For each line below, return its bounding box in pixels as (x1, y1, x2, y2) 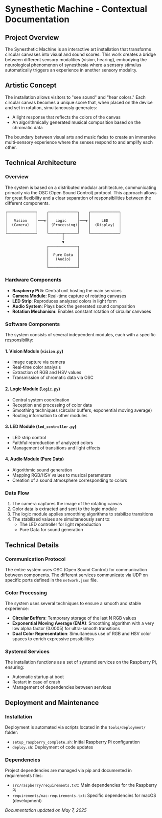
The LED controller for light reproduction (19, 521, 101, 527)
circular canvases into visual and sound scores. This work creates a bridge (5, 51, 156, 57)
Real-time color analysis (12, 364, 61, 370)
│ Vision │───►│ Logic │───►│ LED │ (5, 218, 121, 223)
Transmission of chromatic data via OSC (12, 374, 94, 380)
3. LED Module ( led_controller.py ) (5, 423, 77, 429)
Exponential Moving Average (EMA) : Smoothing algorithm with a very (12, 620, 154, 626)
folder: (5, 729, 19, 735)
